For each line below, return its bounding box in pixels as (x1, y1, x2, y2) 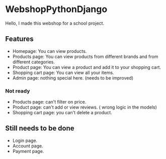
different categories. (12, 59, 55, 65)
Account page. (12, 142, 44, 149)
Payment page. (12, 148, 44, 154)
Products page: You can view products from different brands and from (12, 53, 158, 59)
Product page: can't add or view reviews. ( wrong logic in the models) (12, 104, 157, 110)
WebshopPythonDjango (5, 4, 108, 15)
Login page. (12, 137, 38, 143)
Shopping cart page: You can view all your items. (12, 69, 114, 75)
